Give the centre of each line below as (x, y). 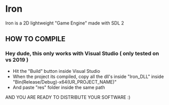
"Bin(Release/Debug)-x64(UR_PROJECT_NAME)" (65, 82)
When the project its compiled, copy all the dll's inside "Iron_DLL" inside (88, 76)
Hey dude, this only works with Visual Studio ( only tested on (82, 54)
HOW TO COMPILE (35, 39)
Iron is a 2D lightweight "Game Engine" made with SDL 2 (65, 23)
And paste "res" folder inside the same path (59, 87)
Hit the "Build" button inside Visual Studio (56, 71)
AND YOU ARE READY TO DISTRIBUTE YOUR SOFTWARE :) (68, 97)
